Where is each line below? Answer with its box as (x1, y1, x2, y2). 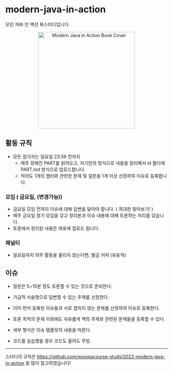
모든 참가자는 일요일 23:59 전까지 (12, 153, 81, 160)
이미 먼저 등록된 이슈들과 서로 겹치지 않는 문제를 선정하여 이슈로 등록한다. (12, 305, 160, 311)
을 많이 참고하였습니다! (25, 360, 71, 366)
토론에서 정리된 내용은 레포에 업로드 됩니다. (12, 225, 100, 232)
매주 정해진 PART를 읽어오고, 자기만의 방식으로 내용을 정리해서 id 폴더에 (20, 160, 165, 166)
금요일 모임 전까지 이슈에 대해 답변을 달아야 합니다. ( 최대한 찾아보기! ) (12, 206, 153, 212)
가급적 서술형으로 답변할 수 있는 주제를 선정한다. (12, 294, 109, 301)
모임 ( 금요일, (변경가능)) (5, 193, 63, 200)
